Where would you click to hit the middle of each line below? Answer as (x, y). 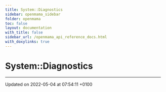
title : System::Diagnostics (34, 10)
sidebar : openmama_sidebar (33, 14)
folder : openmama (23, 19)
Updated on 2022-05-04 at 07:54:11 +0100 (49, 84)
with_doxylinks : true (27, 42)
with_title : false (24, 32)
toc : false (16, 23)
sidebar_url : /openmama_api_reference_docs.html (56, 37)
